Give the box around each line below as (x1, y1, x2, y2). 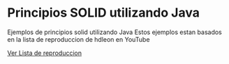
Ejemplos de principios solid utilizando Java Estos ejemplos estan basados (7, 28, 222, 36)
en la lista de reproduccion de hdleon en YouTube (7, 35, 150, 43)
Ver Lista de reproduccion (7, 49, 82, 57)
